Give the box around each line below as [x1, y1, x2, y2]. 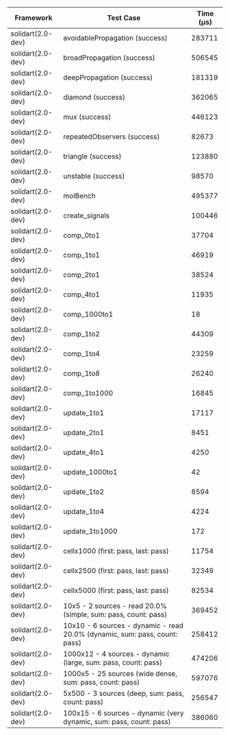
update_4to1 [63, 447, 105, 457]
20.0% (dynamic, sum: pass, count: [63, 629, 178, 639]
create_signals [63, 211, 110, 220]
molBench [63, 191, 96, 200]
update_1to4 [63, 507, 105, 516]
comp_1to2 [63, 329, 101, 338]
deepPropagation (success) [63, 73, 153, 82]
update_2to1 [63, 428, 105, 437]
